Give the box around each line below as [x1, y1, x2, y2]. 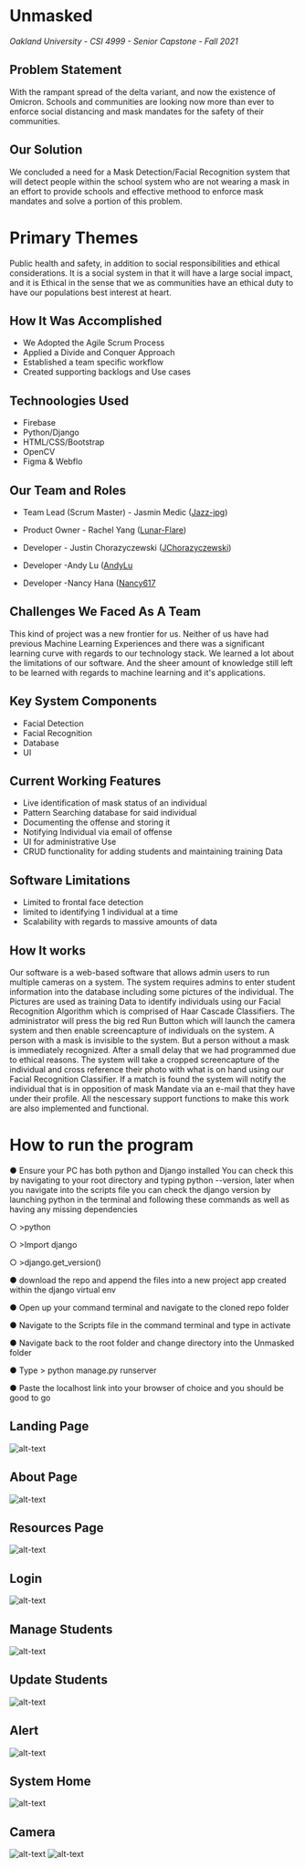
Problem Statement [9, 62, 122, 78]
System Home [9, 1774, 91, 1789]
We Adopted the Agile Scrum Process [22, 337, 165, 348]
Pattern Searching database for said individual [22, 807, 197, 818]
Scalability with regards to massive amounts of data [22, 916, 217, 927]
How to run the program [9, 1135, 194, 1156]
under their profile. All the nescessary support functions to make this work [9, 1093, 289, 1103]
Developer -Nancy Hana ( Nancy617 [22, 577, 156, 588]
